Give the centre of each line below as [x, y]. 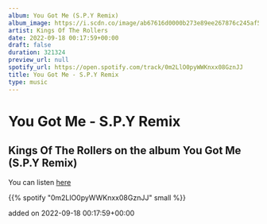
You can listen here [40, 182]
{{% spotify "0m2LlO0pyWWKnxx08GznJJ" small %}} [97, 197]
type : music [28, 82]
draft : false [30, 45]
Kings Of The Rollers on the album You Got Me [125, 151]
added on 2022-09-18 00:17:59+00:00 [72, 213]
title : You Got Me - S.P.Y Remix [64, 75]
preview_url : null [39, 60]
